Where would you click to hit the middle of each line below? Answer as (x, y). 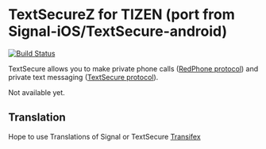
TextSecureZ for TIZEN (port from (122, 15)
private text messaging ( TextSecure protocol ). (83, 77)
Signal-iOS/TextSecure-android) (118, 31)
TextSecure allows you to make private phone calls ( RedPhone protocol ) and (133, 68)
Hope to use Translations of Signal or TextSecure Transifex (104, 136)
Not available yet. (37, 92)
